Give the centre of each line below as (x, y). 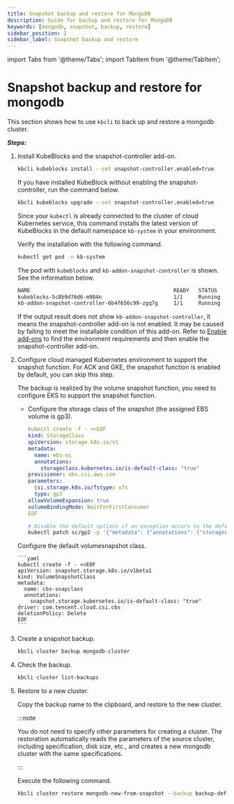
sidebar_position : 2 (37, 33)
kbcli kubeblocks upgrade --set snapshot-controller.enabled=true (116, 202)
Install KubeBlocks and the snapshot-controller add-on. (96, 156)
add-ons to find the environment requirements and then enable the (113, 339)
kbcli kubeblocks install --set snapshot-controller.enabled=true (116, 169)
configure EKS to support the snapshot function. (87, 395)
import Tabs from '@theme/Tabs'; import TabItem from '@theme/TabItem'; (114, 59)
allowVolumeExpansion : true (68, 500)
